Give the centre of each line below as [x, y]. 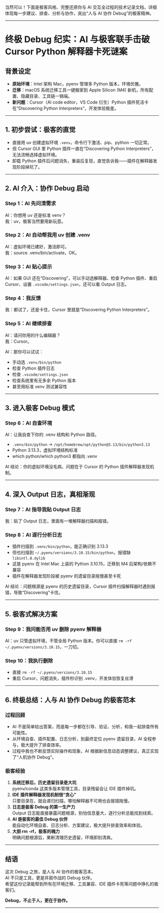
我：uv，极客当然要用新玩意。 [35, 221]
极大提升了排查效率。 [42, 745]
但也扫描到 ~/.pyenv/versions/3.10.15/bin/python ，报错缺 [71, 553]
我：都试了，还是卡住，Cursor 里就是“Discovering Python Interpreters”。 [79, 310]
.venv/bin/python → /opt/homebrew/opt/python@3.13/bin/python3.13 [81, 444]
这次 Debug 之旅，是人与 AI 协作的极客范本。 [51, 872]
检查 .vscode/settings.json [40, 374]
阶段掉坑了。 [29, 167]
